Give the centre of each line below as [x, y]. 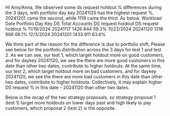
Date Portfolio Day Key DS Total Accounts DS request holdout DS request [82, 23]
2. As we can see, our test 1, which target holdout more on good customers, [85, 55]
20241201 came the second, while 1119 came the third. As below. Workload [83, 18]
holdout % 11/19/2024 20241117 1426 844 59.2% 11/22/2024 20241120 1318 [84, 29]
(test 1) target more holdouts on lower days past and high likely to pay [78, 103]
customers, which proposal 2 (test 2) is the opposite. [61, 108]
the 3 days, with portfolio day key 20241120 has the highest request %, [80, 13]
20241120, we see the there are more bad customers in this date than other [84, 77]
